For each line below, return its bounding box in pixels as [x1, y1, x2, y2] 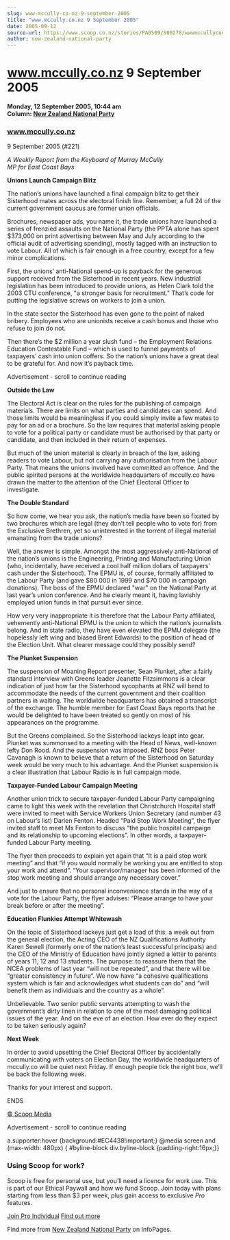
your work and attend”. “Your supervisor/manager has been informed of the [7, 866, 220, 875]
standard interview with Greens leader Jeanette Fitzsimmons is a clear [7, 675, 206, 683]
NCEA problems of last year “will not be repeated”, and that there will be [7, 965, 210, 973]
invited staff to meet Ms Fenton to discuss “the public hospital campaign [7, 824, 211, 832]
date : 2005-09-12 [7, 23, 57, 30]
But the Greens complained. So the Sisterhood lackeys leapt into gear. [7, 732, 205, 740]
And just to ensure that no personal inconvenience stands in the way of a [7, 887, 214, 896]
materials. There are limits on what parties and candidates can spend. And [7, 406, 217, 415]
